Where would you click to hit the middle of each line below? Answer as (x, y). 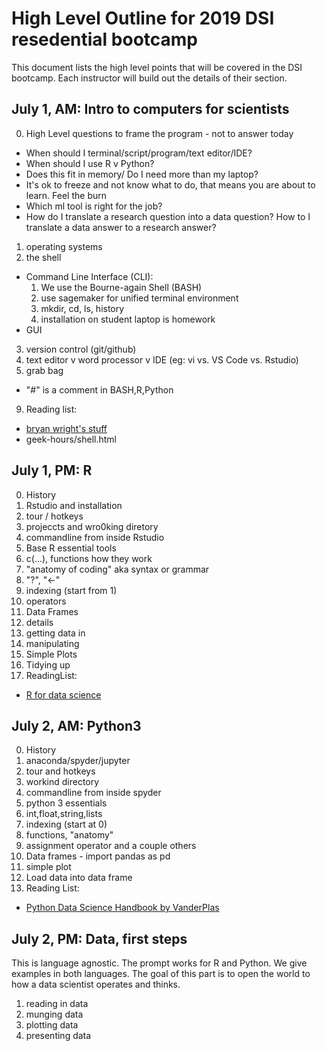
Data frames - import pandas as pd (98, 856)
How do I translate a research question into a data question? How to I (168, 216)
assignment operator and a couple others (111, 846)
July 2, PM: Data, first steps (99, 938)
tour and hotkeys (60, 771)
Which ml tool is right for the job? (94, 206)
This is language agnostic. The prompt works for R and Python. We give (159, 963)
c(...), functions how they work (89, 558)
